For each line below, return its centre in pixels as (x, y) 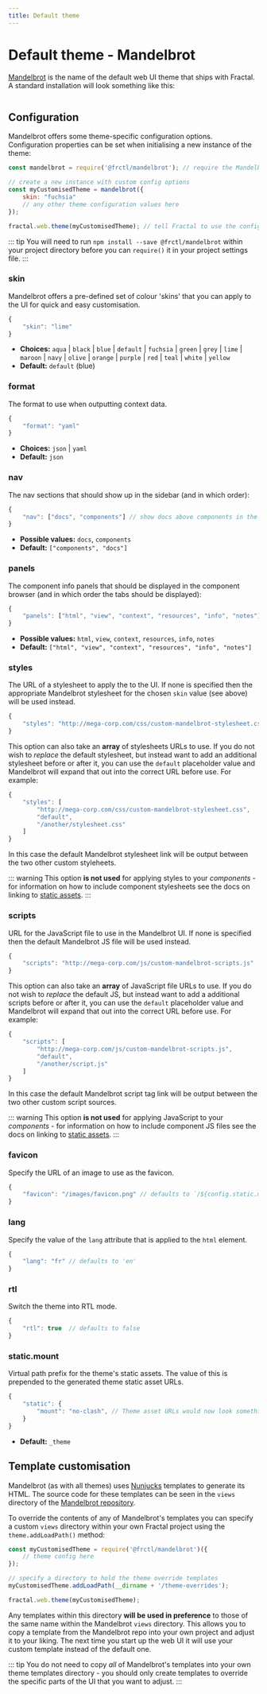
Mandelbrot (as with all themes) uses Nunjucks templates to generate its (127, 1485)
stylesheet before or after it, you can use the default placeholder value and (132, 763)
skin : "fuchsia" (50, 197)
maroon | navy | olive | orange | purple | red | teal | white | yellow (125, 358)
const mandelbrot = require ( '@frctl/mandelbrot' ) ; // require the (120, 168)
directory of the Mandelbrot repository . (72, 1502)
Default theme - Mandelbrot (102, 54)
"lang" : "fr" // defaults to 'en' (79, 1262)
